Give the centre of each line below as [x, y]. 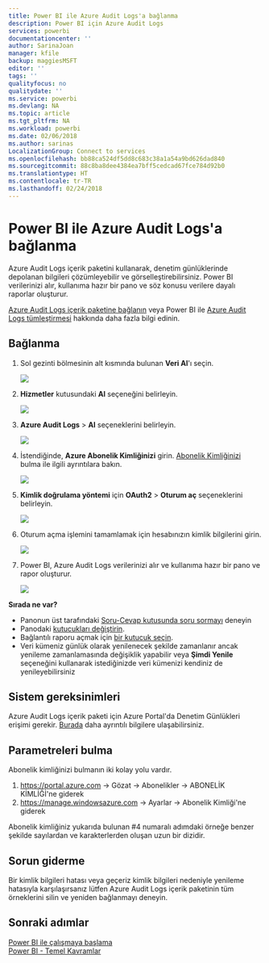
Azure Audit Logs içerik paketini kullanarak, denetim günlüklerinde [118, 268]
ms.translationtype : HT [48, 174]
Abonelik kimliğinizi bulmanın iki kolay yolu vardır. [90, 770]
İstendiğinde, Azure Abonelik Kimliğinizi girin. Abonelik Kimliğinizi [130, 455]
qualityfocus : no [37, 83]
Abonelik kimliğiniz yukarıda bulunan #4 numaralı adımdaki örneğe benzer [131, 827]
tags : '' [23, 76]
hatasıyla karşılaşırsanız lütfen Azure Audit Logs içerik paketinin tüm [121, 889]
